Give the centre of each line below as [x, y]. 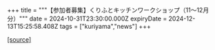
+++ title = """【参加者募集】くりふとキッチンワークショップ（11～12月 [108, 10]
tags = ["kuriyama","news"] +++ [105, 26]
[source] [19, 39]
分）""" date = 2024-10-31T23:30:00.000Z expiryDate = [87, 18]
